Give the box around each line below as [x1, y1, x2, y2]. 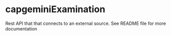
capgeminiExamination [5, 4, 105, 15]
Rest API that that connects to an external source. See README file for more [5, 20, 166, 26]
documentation [5, 25, 37, 31]
